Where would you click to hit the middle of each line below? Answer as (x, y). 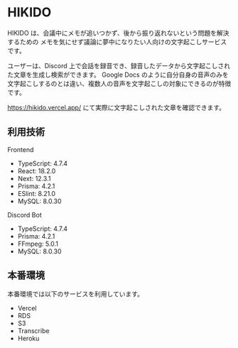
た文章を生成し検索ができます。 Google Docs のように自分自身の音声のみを (118, 75)
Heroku (28, 338)
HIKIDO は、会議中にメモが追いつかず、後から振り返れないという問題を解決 (118, 33)
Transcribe (33, 330)
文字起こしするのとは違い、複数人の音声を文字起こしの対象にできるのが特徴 (119, 83)
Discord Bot (25, 214)
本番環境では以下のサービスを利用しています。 (76, 294)
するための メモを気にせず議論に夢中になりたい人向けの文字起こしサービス (117, 42)
